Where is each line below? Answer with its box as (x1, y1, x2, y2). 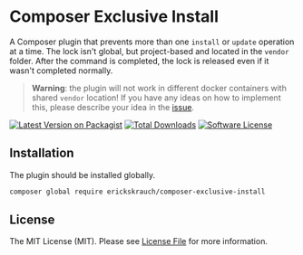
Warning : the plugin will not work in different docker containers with (31, 82, 288, 93)
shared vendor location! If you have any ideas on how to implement (31, 92, 281, 103)
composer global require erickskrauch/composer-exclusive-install (9, 187, 266, 196)
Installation (9, 146, 74, 161)
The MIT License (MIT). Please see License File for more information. (9, 236, 268, 247)
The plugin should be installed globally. (9, 169, 156, 180)
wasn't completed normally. (9, 65, 113, 76)
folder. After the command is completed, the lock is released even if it (9, 55, 269, 66)
